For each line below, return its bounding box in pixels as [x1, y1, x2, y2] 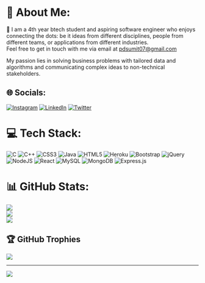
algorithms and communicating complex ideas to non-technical [6, 63, 165, 71]
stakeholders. [6, 70, 41, 77]
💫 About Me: [6, 5, 71, 20]
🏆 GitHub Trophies [6, 234, 81, 245]
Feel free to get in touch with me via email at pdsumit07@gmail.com [6, 45, 177, 52]
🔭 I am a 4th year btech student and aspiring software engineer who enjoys [6, 26, 196, 33]
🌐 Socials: [6, 88, 46, 98]
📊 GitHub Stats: [6, 179, 90, 193]
